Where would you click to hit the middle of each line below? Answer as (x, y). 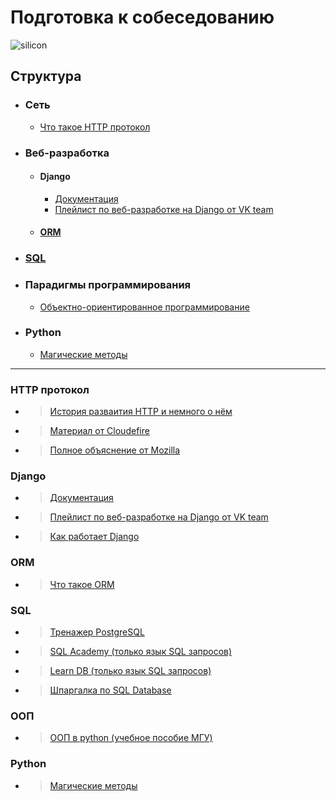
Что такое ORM (82, 584)
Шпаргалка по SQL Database (110, 690)
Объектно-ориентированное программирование (144, 307)
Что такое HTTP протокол (95, 127)
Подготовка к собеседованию (142, 17)
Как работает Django (94, 537)
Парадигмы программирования (108, 285)
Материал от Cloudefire (99, 431)
